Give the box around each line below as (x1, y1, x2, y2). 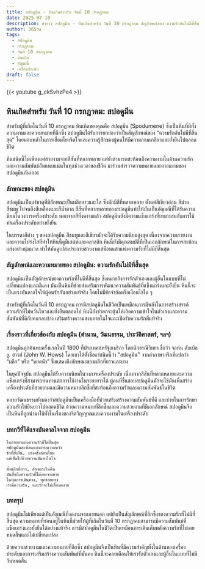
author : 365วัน (6, 26, 41, 32)
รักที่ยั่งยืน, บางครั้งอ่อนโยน (6, 450, 55, 456)
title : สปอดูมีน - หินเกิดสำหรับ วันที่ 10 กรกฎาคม (6, 9, 109, 15)
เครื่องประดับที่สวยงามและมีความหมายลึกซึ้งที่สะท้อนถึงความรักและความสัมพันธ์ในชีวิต (6, 384, 176, 391)
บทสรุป (6, 496, 23, 505)
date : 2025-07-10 (6, 15, 51, 21)
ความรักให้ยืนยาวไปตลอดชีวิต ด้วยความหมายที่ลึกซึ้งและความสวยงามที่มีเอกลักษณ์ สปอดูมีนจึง (6, 403, 192, 410)
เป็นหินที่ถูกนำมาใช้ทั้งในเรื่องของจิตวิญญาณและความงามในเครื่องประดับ (6, 409, 149, 417)
